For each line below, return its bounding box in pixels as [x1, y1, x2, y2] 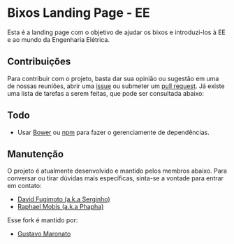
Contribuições [7, 56, 71, 68]
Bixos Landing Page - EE [7, 5, 150, 21]
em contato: [7, 182, 42, 190]
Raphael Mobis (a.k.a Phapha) [17, 203, 104, 211]
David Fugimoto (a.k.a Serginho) [17, 195, 110, 203]
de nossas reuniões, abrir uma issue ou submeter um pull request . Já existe [7, 82, 225, 90]
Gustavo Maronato [17, 229, 71, 238]
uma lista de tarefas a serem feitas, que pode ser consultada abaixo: [7, 89, 205, 97]
